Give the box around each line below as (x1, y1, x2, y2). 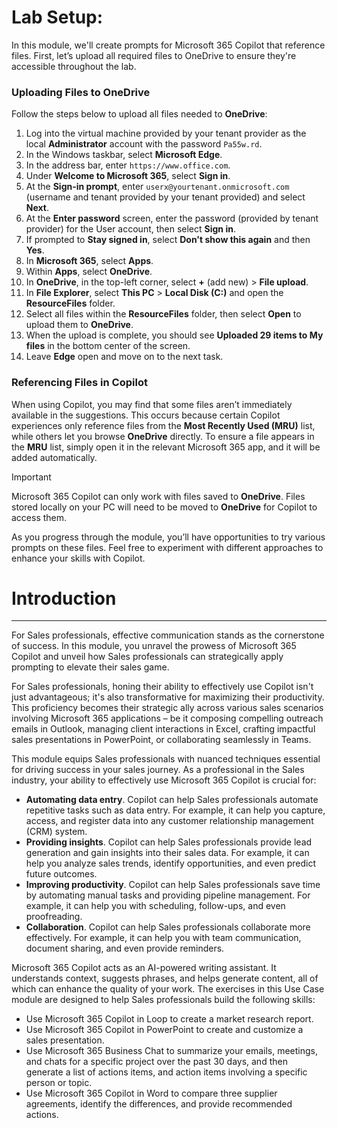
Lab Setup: (11, 6, 104, 29)
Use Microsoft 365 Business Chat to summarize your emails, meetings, (25, 1045, 319, 1057)
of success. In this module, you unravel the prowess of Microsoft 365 (11, 640, 297, 652)
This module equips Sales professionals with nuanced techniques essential (11, 753, 321, 765)
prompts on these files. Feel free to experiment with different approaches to (11, 541, 324, 553)
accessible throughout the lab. (11, 60, 137, 72)
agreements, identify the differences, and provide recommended (25, 1098, 293, 1110)
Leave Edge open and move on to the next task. (25, 351, 224, 363)
